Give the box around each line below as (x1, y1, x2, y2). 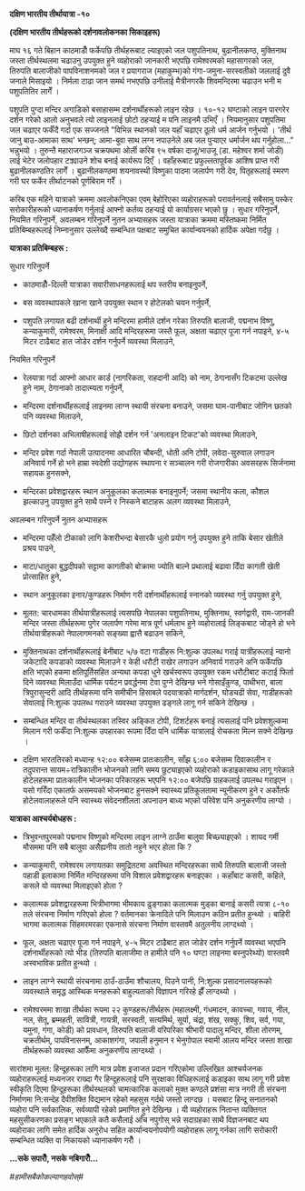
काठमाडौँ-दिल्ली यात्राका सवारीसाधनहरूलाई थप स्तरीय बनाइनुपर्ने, (22, 279, 209, 290)
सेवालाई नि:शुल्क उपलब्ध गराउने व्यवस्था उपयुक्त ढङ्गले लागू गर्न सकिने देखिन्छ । (22, 697, 256, 708)
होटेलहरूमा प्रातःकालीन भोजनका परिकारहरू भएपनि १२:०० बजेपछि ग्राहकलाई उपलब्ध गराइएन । (22, 775, 293, 786)
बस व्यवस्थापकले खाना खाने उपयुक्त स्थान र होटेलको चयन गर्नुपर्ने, (22, 297, 212, 308)
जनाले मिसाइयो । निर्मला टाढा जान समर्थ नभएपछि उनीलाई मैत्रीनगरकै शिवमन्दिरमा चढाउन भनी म (9, 75, 281, 86)
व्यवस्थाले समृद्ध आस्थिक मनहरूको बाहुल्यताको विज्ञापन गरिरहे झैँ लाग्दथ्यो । (22, 986, 238, 996)
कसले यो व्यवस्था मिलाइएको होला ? (22, 880, 123, 891)
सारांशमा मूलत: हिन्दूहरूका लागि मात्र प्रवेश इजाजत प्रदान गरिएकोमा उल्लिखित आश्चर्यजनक (9, 1064, 263, 1074)
